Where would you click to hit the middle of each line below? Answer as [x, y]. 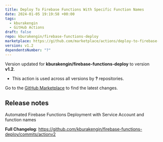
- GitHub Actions [27, 28]
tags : [10, 18]
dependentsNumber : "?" [28, 50]
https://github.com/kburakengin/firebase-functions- [90, 129]
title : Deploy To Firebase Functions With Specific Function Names [75, 9]
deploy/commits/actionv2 [30, 134]
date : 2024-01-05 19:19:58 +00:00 [40, 14]
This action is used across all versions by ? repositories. [68, 79]
